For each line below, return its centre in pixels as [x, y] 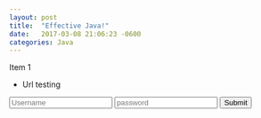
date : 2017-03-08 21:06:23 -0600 [75, 34]
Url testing [41, 84]
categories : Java [41, 42]
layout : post [33, 17]
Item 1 [20, 67]
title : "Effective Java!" [59, 26]
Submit [236, 103]
